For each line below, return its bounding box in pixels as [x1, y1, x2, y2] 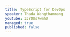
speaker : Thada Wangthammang [5, 12, 63, 16]
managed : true [5, 20, 34, 25]
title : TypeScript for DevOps [5, 7, 66, 12]
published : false [5, 25, 40, 30]
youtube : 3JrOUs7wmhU [5, 16, 48, 21]
